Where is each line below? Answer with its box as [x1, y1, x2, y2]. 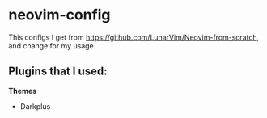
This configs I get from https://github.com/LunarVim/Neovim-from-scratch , [8, 32, 260, 42]
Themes [8, 86, 37, 95]
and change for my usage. [8, 40, 96, 50]
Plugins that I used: [8, 65, 108, 78]
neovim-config [8, 6, 111, 24]
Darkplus [19, 101, 51, 111]
